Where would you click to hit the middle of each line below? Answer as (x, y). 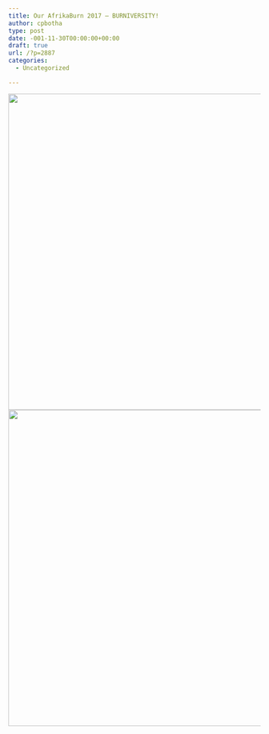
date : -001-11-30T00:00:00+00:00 (64, 38)
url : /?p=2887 (32, 53)
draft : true (28, 46)
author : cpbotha (35, 23)
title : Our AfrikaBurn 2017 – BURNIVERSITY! (84, 16)
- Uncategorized (42, 68)
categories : (28, 61)
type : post (26, 31)
